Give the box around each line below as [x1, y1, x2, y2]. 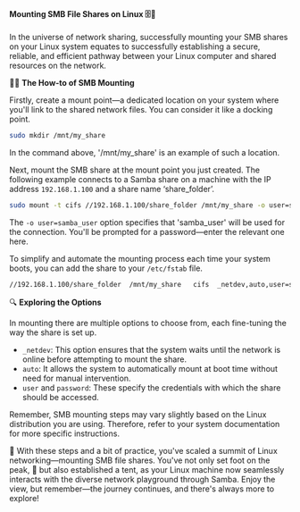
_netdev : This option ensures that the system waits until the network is [21, 344, 281, 355]
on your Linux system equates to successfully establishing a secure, [9, 41, 261, 52]
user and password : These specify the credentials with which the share [21, 382, 281, 393]
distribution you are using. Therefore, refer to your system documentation [9, 418, 280, 429]
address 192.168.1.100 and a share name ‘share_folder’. [9, 184, 215, 195]
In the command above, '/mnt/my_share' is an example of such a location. [9, 147, 280, 158]
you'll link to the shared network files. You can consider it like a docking [9, 105, 273, 115]
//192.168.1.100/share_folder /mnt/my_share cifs [9, 280, 210, 289]
